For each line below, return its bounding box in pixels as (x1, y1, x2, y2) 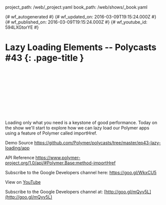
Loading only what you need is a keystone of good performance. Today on (5, 119, 158, 126)
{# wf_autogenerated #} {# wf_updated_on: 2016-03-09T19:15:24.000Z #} (5, 14, 157, 19)
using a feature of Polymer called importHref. (5, 130, 98, 136)
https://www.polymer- (35, 154, 81, 160)
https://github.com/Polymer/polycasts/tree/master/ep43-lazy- (34, 139, 161, 145)
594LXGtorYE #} (5, 24, 39, 30)
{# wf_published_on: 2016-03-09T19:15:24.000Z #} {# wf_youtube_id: (5, 19, 148, 25)
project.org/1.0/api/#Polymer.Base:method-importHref (5, 160, 116, 166)
